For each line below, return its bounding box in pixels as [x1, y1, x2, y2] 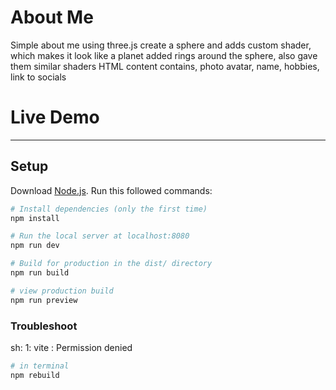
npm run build [10, 268, 70, 278]
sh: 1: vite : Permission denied [10, 341, 133, 353]
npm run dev [10, 241, 60, 251]
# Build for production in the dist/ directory [10, 259, 213, 269]
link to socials [10, 71, 67, 83]
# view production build [10, 286, 114, 296]
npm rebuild [10, 370, 60, 380]
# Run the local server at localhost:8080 [10, 231, 190, 241]
